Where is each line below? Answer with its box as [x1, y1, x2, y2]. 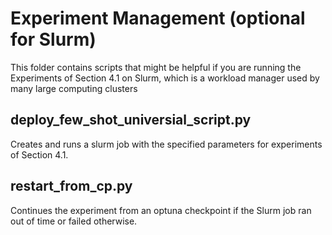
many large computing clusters [10, 82, 138, 94]
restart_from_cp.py [10, 178, 133, 195]
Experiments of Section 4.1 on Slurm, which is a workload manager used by [10, 72, 320, 84]
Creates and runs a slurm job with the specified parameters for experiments [10, 138, 323, 150]
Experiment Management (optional [10, 7, 306, 30]
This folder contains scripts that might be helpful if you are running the [10, 61, 302, 73]
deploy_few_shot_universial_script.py [10, 112, 252, 129]
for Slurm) [10, 28, 97, 51]
